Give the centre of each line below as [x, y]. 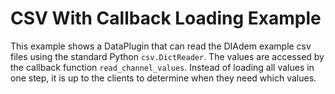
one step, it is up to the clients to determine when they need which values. [163, 78]
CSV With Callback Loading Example [166, 18]
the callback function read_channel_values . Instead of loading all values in [162, 67]
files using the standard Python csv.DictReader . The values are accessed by [167, 56]
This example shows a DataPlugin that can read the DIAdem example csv [161, 46]
